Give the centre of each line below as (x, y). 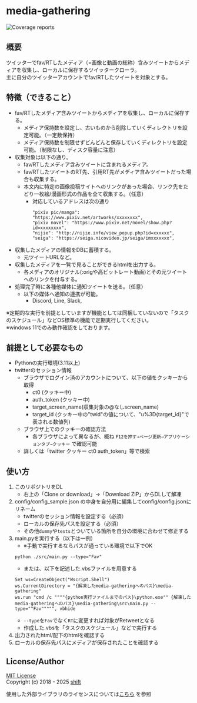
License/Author (35, 661)
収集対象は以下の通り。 (43, 157)
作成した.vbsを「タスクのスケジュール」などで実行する (90, 628)
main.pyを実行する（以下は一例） (55, 538)
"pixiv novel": (51, 223)
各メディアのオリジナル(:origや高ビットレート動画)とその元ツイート (105, 271)
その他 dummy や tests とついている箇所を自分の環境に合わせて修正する (106, 531)
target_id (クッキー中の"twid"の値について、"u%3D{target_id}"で (111, 414)
